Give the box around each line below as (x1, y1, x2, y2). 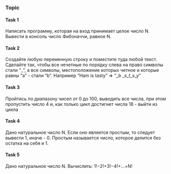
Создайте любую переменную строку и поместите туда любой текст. (5, 56, 157, 63)
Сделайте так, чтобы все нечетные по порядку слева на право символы (5, 62, 163, 68)
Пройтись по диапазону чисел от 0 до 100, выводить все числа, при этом (5, 96, 166, 102)
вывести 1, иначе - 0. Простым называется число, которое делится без (5, 134, 161, 141)
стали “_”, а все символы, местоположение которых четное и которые (5, 67, 159, 73)
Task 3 (5, 84, 20, 90)
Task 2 (5, 45, 20, 51)
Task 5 (5, 152, 20, 158)
